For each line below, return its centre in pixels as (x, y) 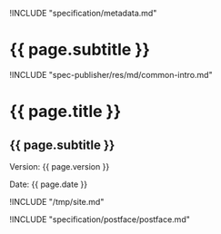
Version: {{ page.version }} (60, 166)
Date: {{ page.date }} (49, 184)
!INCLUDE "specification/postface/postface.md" (100, 219)
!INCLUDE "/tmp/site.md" (57, 201)
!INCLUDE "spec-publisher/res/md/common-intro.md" (111, 74)
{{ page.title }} (65, 112)
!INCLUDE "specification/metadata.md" (83, 13)
